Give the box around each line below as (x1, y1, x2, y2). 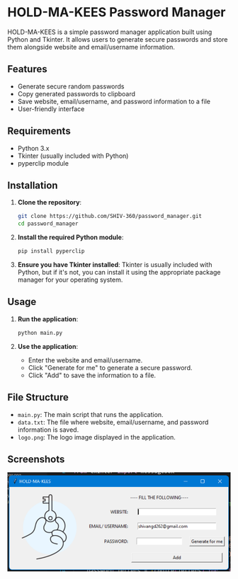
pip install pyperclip (17, 248, 85, 255)
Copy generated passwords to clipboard (17, 89, 136, 98)
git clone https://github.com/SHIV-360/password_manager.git (17, 213, 203, 220)
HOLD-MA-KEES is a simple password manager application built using (7, 28, 212, 36)
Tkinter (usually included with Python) (17, 151, 129, 160)
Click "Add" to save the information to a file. (28, 371, 157, 379)
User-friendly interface (17, 104, 85, 113)
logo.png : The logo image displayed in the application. (17, 432, 176, 441)
